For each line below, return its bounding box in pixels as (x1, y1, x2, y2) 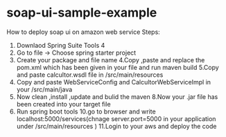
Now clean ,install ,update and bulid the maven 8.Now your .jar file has (16, 92, 218, 101)
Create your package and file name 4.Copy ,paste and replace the (16, 55, 205, 64)
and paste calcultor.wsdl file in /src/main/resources (16, 71, 164, 79)
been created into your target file (16, 100, 112, 108)
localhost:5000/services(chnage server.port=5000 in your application (16, 114, 216, 122)
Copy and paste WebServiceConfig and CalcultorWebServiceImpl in (16, 77, 211, 86)
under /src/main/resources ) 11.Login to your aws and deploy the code (16, 122, 217, 130)
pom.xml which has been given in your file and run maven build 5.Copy (16, 63, 219, 71)
